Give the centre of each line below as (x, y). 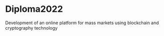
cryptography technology (31, 28)
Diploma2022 (34, 9)
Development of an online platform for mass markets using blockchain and (82, 23)
